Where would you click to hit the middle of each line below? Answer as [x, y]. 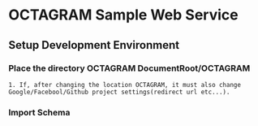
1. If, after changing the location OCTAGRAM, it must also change [125, 85]
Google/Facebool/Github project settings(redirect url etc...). [119, 92]
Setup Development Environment [94, 45]
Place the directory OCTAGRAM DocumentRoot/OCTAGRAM [129, 68]
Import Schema [39, 112]
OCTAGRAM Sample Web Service [123, 15]
